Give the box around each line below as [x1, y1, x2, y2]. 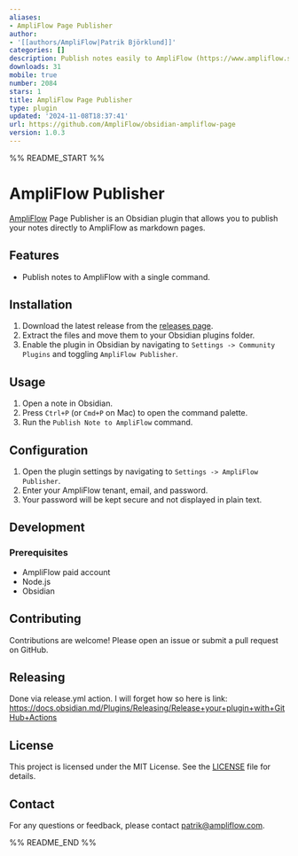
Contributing [9, 611, 82, 626]
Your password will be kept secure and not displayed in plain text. [21, 494, 263, 505]
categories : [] [9, 46, 66, 55]
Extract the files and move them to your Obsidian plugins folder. [21, 330, 255, 341]
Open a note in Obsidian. [21, 398, 114, 409]
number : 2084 [9, 79, 58, 88]
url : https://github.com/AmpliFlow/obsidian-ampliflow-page [9, 121, 237, 129]
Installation [9, 298, 73, 313]
